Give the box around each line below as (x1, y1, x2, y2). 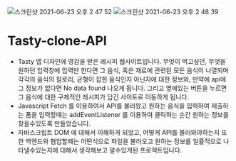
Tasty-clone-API (7, 33, 107, 49)
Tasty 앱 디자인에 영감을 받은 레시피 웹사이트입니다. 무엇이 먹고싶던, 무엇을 (17, 57, 226, 65)
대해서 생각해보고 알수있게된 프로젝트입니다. (59, 145, 183, 154)
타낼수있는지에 (17, 145, 58, 154)
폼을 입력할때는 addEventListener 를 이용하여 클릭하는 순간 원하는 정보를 (25, 110, 230, 118)
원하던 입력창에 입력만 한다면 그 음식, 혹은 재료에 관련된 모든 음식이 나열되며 (17, 66, 230, 74)
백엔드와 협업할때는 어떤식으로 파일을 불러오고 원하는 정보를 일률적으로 (25, 137, 222, 145)
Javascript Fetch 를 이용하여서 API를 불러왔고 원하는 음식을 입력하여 (17, 101, 210, 110)
